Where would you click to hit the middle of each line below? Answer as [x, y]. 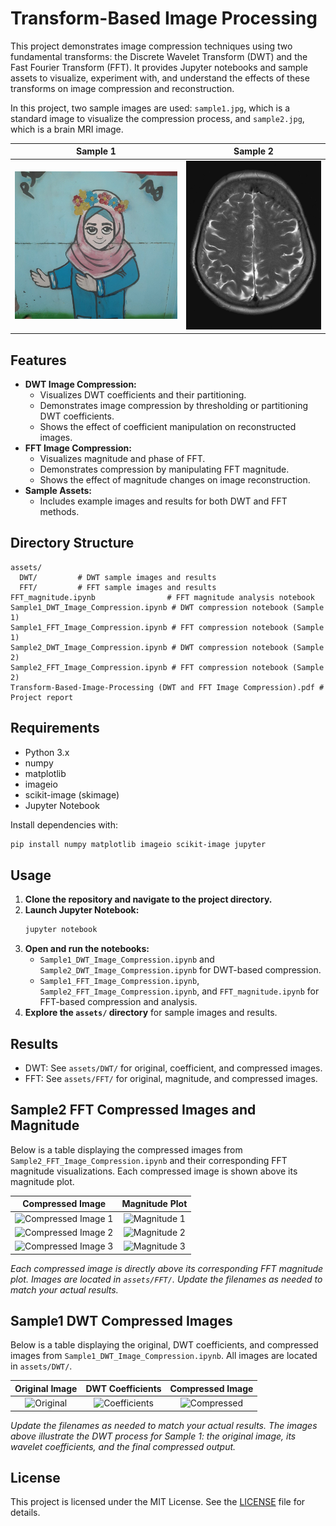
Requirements [55, 728]
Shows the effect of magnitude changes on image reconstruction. [175, 480]
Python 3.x [47, 752]
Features [38, 360]
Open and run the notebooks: [87, 949]
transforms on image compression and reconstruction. [122, 88]
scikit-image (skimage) [72, 794]
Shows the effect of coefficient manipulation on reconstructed [168, 427]
